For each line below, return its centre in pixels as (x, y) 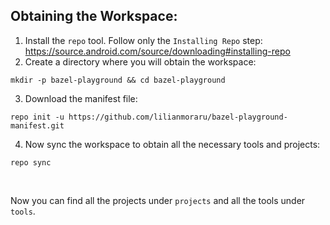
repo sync (31, 162)
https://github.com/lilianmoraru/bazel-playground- (178, 117)
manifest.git (37, 125)
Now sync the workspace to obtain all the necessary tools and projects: (172, 144)
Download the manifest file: (81, 98)
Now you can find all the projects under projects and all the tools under (158, 200)
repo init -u (37, 117)
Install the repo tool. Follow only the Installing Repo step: (143, 40)
